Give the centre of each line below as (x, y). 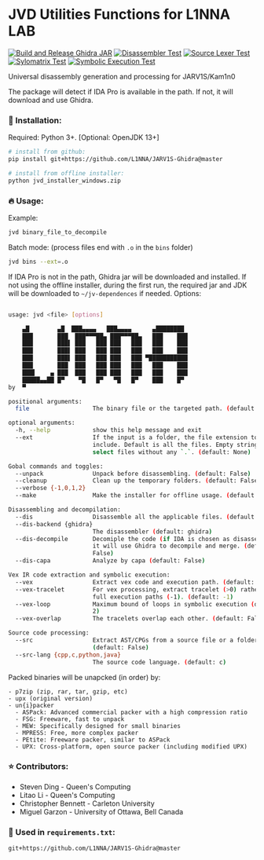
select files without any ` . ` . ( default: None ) (172, 452)
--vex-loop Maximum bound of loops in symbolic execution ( (135, 604)
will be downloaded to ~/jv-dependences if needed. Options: (105, 293)
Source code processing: (49, 633)
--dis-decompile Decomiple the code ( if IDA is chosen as (123, 539)
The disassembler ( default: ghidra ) (152, 532)
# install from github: (47, 152)
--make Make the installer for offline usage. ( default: (137, 496)
